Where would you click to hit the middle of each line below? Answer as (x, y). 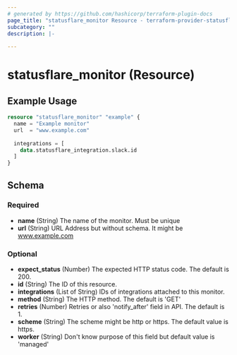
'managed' (33, 344)
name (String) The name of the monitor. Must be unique (99, 220)
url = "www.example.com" (52, 130)
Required (23, 205)
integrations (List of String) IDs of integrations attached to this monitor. (121, 292)
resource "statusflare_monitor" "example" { (74, 117)
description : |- (31, 34)
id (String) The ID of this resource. (67, 284)
